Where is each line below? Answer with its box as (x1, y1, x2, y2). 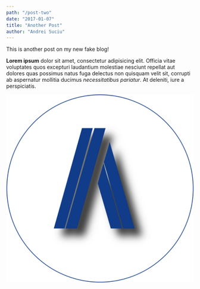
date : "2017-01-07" (6, 16, 55, 22)
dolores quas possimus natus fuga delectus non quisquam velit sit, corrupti (6, 70, 190, 77)
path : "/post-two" (6, 10, 52, 16)
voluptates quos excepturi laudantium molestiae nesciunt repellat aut (6, 63, 176, 71)
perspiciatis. (6, 82, 37, 90)
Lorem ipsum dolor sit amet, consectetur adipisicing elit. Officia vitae (6, 57, 176, 64)
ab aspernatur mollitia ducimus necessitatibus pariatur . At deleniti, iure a (6, 76, 185, 84)
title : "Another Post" (6, 22, 62, 28)
